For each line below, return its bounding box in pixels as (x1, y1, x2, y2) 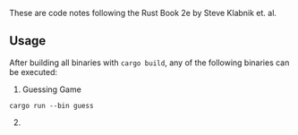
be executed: (9, 66, 58, 77)
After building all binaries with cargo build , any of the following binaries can (9, 57, 290, 68)
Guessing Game (21, 84, 82, 95)
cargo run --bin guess (9, 101, 94, 110)
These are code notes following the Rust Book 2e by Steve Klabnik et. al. (9, 8, 277, 18)
